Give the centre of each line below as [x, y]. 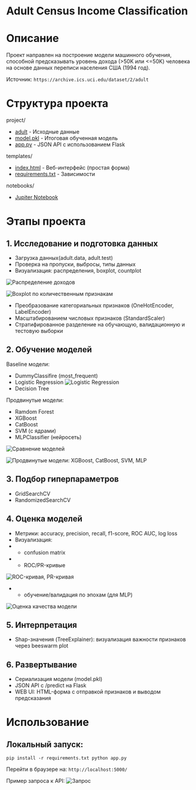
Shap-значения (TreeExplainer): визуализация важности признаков [100, 640]
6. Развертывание [42, 665]
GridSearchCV [33, 494]
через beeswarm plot [42, 646]
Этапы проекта [46, 221]
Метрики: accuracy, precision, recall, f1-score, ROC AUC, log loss [96, 533]
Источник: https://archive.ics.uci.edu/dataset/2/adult [78, 80]
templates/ [19, 156]
